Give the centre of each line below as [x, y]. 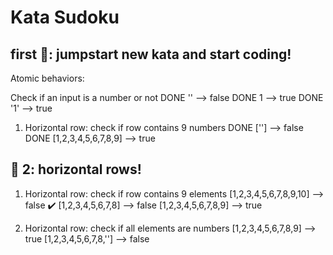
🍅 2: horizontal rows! [76, 169]
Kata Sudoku [65, 17]
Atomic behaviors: [47, 78]
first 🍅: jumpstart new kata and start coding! [151, 54]
